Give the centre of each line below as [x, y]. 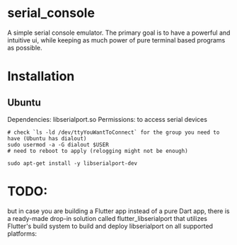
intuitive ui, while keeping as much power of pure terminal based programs [116, 40]
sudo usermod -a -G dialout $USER [58, 144]
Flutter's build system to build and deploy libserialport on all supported [110, 226]
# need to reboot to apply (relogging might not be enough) [98, 151]
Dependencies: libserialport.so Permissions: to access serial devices [107, 119]
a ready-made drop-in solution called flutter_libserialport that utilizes [107, 218]
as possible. [25, 47]
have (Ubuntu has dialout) [47, 138]
